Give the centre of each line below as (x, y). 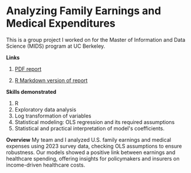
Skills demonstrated (31, 92)
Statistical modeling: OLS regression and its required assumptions (95, 122)
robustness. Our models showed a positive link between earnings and (91, 152)
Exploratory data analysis (45, 109)
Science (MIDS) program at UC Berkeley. (56, 46)
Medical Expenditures (61, 23)
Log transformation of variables (53, 116)
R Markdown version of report (51, 80)
